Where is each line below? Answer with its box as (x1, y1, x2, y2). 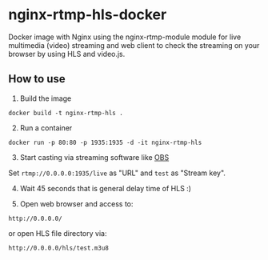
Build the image (19, 94, 72, 103)
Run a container (19, 122, 73, 133)
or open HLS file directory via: (8, 228, 107, 238)
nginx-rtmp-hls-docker (8, 6, 167, 24)
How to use (8, 72, 66, 86)
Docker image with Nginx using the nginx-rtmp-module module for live (8, 32, 242, 42)
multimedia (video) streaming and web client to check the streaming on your (8, 40, 260, 50)
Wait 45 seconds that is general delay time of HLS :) (19, 183, 192, 193)
